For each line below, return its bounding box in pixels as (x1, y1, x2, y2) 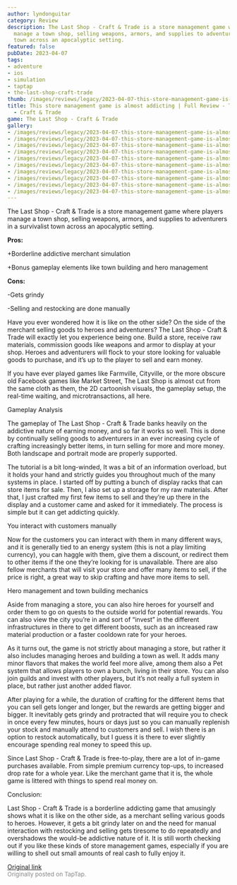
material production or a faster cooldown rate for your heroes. (7, 631, 188, 639)
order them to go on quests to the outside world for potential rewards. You (7, 608, 224, 616)
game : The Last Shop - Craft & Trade (7, 115, 119, 122)
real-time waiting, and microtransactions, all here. (7, 392, 152, 400)
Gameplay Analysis (7, 406, 63, 414)
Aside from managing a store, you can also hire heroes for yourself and (7, 600, 214, 609)
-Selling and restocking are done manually (7, 305, 130, 313)
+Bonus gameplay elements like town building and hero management (7, 263, 208, 272)
